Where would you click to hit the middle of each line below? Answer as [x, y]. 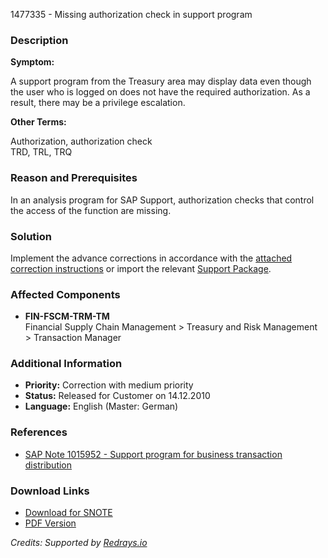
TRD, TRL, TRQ [41, 152]
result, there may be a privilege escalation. [98, 103]
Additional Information [66, 364]
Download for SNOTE [68, 513]
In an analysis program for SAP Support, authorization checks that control [162, 200]
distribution [48, 465]
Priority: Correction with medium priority [109, 385]
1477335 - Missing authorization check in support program [131, 14]
